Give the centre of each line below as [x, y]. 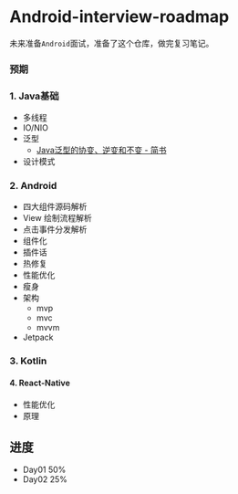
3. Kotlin [28, 361]
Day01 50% [44, 470]
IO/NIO [35, 128]
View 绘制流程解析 [57, 218]
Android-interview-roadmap [119, 17]
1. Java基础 [34, 96]
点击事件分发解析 [55, 229]
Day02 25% [45, 479]
